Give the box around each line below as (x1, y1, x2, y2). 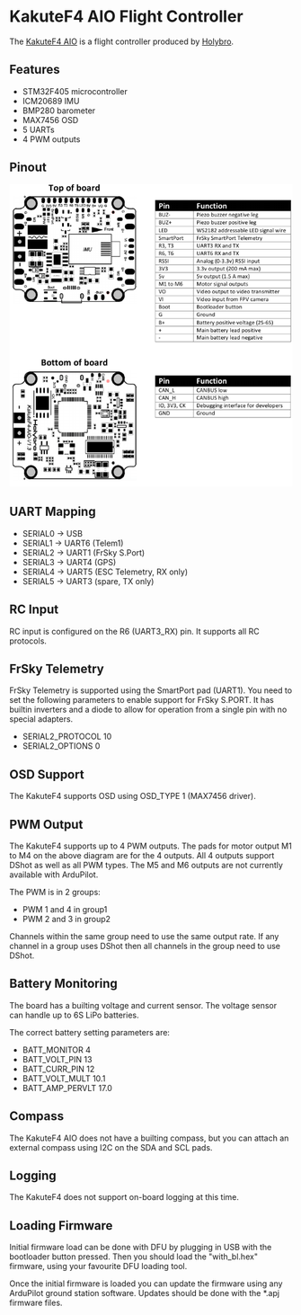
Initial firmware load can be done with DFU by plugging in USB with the (9, 1242, 272, 1253)
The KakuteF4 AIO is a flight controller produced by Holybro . (9, 36, 235, 47)
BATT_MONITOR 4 (22, 1044, 92, 1055)
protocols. (9, 635, 48, 646)
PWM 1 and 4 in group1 (22, 904, 108, 915)
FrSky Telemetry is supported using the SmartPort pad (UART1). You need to (9, 685, 293, 696)
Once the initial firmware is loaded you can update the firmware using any (9, 1278, 283, 1289)
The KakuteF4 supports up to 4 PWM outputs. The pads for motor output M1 (9, 840, 292, 851)
